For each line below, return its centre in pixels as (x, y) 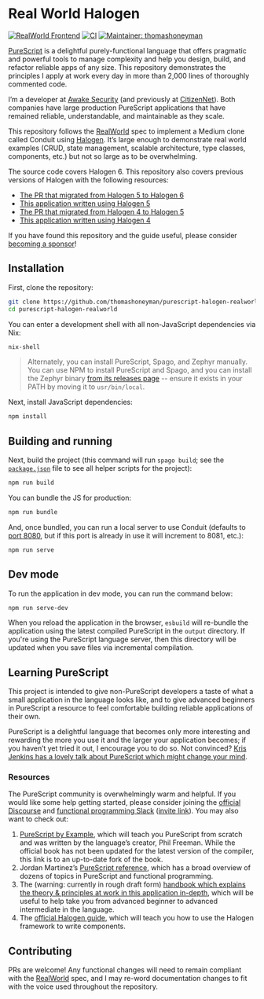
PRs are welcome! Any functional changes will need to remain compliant (125, 970)
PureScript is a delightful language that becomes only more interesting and (129, 732)
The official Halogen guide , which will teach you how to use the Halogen (136, 918)
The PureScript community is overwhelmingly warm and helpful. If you (122, 794)
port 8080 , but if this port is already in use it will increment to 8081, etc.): (126, 535)
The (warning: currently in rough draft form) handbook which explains (132, 884)
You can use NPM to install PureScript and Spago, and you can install (139, 370)
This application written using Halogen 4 (85, 220)
